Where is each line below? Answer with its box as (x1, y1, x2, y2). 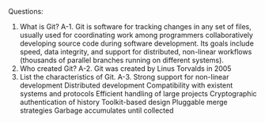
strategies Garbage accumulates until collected (19, 106, 174, 115)
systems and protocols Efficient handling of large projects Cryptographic (19, 89, 257, 98)
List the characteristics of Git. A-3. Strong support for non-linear (19, 73, 229, 81)
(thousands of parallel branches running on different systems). (19, 55, 224, 65)
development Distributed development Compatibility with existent (19, 80, 233, 90)
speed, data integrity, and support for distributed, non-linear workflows (19, 47, 252, 56)
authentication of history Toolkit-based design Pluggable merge (19, 98, 228, 106)
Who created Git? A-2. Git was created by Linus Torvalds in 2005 (19, 64, 232, 73)
